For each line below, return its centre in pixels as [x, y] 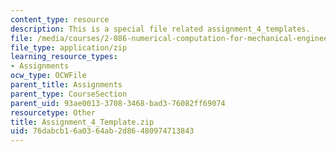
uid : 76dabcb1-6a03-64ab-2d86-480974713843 [102, 131]
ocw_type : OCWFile [48, 76]
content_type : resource [60, 19]
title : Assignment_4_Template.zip [82, 122]
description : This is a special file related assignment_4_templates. [160, 29]
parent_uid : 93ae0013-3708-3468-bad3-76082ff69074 [118, 103]
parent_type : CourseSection [69, 94]
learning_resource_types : [64, 57]
